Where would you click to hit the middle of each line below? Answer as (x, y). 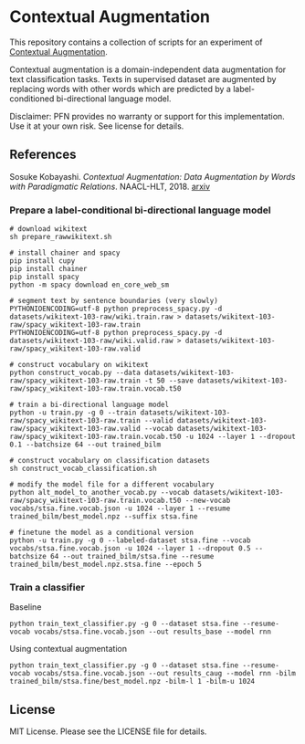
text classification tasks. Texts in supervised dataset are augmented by (143, 79)
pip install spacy (44, 277)
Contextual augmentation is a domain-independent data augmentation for (148, 69)
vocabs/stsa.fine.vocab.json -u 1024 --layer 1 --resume (120, 508)
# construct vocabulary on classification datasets (110, 461)
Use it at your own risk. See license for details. (97, 126)
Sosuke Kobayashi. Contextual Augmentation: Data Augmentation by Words (152, 176)
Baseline (26, 607)
